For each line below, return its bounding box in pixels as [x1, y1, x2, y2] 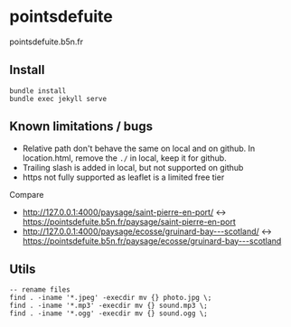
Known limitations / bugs [9, 119, 154, 135]
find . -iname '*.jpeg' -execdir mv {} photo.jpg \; [9, 294, 212, 303]
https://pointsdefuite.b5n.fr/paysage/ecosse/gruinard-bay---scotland [22, 235, 282, 246]
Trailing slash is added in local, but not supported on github [22, 162, 244, 173]
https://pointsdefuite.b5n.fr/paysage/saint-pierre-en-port [22, 216, 237, 227]
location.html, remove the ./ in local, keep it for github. [22, 152, 228, 163]
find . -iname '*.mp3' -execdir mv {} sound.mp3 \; [9, 301, 208, 311]
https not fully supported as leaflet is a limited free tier [22, 172, 225, 182]
